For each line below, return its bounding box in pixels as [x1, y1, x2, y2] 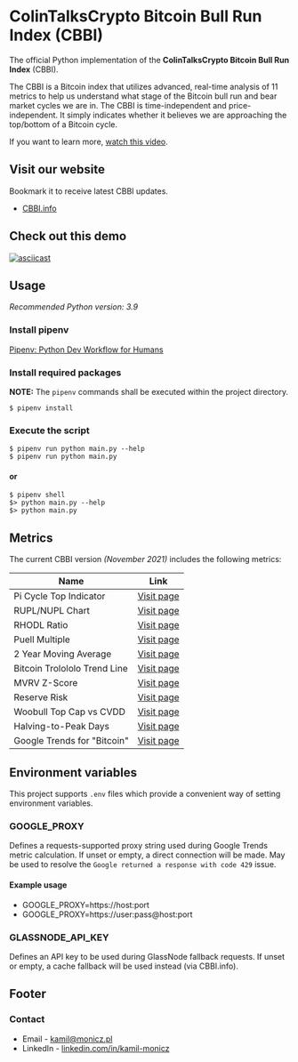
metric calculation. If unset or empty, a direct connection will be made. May [9, 849, 286, 860]
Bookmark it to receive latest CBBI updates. [9, 185, 169, 197]
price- [228, 100, 252, 110]
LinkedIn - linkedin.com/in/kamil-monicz [21, 1042, 170, 1053]
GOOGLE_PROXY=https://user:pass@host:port [21, 909, 193, 920]
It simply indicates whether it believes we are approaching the [59, 109, 287, 120]
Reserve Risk [13, 691, 68, 704]
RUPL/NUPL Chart [13, 605, 91, 617]
